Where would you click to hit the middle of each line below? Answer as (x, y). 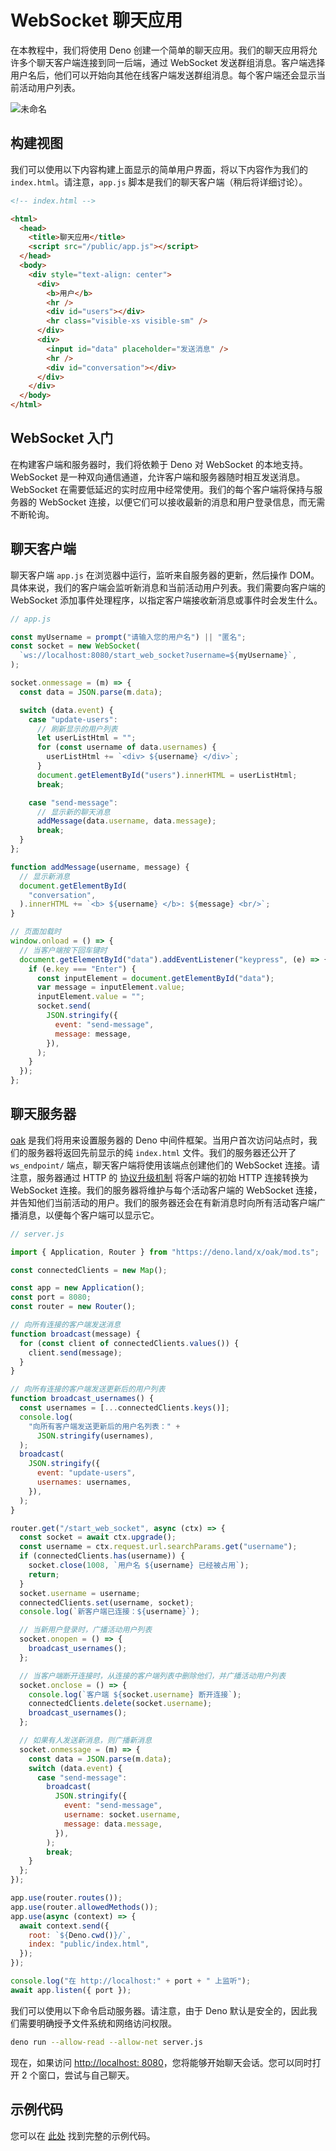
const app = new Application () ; (77, 1288)
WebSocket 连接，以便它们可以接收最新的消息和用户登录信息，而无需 (182, 502)
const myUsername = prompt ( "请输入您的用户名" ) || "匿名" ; (128, 637)
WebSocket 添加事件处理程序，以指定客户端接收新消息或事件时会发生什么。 (166, 600)
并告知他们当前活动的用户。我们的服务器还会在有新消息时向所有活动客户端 (163, 1202)
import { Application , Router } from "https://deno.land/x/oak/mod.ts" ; (165, 1252)
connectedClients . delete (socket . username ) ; (120, 1704)
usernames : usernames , (84, 1482)
